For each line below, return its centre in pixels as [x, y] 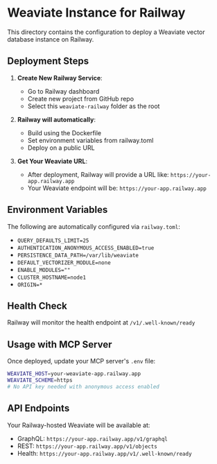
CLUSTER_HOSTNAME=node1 [52, 277]
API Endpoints [38, 408]
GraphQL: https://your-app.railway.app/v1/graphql [93, 438]
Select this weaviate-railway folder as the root [94, 106]
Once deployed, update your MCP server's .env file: [81, 361]
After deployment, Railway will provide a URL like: [98, 174]
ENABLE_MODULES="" [44, 270]
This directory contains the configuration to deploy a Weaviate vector [106, 32]
